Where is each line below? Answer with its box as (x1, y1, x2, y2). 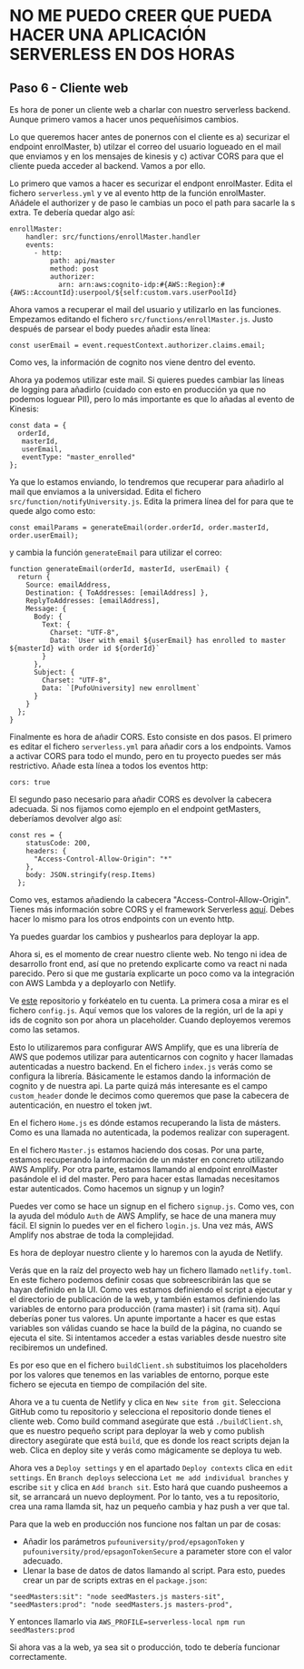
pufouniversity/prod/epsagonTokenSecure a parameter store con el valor (22, 1546, 292, 1556)
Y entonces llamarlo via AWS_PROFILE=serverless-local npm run (9, 1616, 246, 1626)
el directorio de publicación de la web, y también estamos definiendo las (9, 1294, 281, 1304)
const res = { (9, 831, 64, 840)
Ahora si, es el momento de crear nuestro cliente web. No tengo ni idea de (9, 949, 288, 959)
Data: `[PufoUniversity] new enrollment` (42, 684, 201, 693)
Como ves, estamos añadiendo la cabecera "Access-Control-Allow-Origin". (9, 894, 291, 904)
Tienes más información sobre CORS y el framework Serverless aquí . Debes (9, 904, 295, 914)
